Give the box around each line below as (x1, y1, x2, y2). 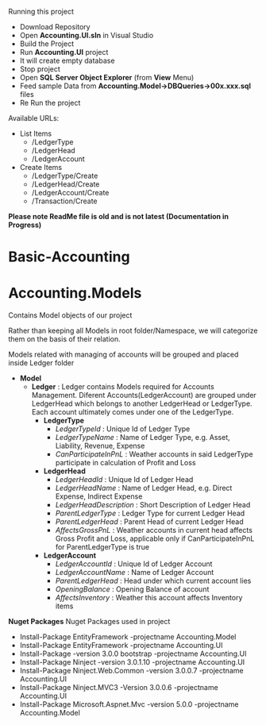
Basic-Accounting (8, 248, 130, 266)
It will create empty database (19, 56, 115, 65)
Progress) (8, 220, 42, 229)
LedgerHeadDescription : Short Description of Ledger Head (55, 500, 251, 510)
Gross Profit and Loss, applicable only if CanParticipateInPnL (55, 534, 255, 543)
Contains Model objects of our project (8, 310, 133, 320)
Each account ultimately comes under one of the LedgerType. (31, 407, 234, 417)
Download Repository (19, 22, 91, 31)
